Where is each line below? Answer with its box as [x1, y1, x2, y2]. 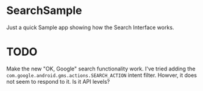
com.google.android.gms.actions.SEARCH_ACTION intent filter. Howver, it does [6, 71, 197, 79]
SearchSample [6, 4, 82, 18]
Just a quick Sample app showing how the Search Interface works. [6, 24, 174, 31]
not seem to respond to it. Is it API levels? [6, 78, 110, 85]
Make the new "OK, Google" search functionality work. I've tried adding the [6, 65, 196, 72]
